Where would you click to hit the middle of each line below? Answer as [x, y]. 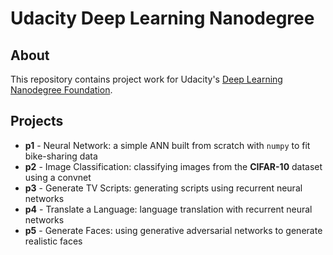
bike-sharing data [61, 156]
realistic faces [53, 241]
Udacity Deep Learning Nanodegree [162, 18]
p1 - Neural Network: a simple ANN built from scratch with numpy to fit [167, 145]
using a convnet [58, 177]
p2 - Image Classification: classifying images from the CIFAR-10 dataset [173, 166]
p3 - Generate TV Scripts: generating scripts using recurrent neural [163, 188]
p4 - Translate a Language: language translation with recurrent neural [168, 209]
